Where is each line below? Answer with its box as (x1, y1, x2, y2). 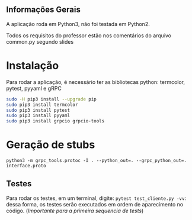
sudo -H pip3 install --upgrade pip (6, 96, 97, 102)
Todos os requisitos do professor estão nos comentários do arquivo (6, 32, 172, 39)
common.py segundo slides (6, 38, 74, 45)
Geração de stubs (6, 138, 95, 151)
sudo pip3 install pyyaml (6, 112, 70, 119)
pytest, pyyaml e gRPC (6, 85, 62, 92)
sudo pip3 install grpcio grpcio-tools (6, 118, 105, 124)
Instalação (6, 59, 59, 72)
